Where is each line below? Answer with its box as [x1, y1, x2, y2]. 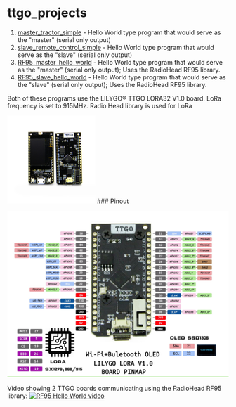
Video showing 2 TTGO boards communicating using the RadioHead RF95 [7, 384, 222, 392]
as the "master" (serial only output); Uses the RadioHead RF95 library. [17, 65, 221, 74]
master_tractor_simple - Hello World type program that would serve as [17, 28, 221, 37]
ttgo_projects [7, 5, 88, 21]
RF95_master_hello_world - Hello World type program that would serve [17, 58, 223, 66]
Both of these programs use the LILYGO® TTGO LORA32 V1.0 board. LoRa [7, 93, 222, 103]
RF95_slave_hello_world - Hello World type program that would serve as [17, 72, 226, 82]
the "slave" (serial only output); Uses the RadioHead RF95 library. [17, 80, 207, 89]
